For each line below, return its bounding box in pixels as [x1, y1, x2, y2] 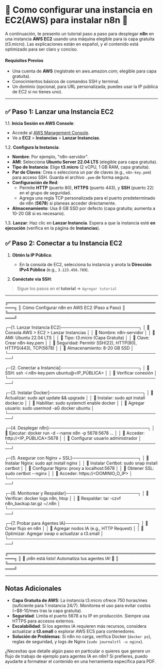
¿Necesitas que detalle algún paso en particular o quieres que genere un [5, 648, 150, 654]
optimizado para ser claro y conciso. [5, 46, 78, 52]
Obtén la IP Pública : [12, 252, 52, 258]
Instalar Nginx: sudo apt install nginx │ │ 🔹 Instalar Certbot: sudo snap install [5, 460, 158, 466]
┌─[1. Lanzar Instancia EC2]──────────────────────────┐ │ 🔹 [5, 324, 150, 330]
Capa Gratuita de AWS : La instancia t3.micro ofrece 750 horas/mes [12, 597, 148, 603]
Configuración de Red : [12, 179, 59, 185]
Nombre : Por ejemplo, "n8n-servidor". [12, 154, 89, 159]
